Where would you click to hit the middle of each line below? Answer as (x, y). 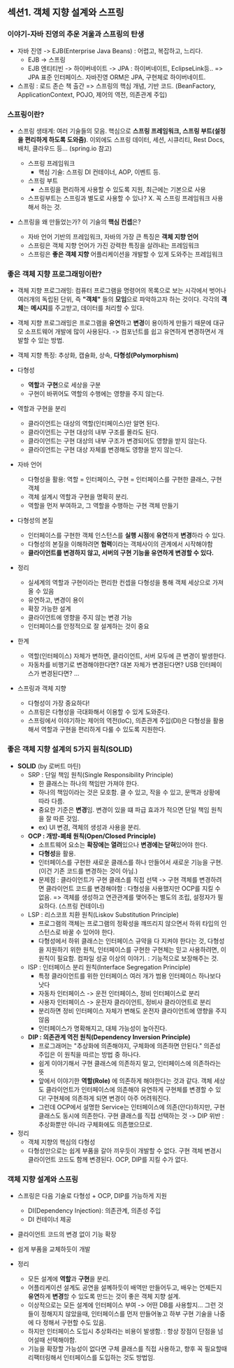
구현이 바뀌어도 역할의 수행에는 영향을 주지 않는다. (96, 394)
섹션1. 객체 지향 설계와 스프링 (66, 13)
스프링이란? (26, 114)
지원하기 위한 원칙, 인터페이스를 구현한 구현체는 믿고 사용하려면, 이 (136, 949)
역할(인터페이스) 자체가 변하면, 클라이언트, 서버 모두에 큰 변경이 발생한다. (127, 656)
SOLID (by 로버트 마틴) (49, 766)
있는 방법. (51, 341)
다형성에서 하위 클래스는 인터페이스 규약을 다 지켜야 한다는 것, (122, 941)
